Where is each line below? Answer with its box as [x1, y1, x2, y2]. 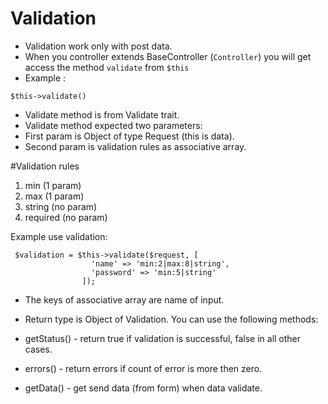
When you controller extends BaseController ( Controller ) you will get [24, 50, 312, 62]
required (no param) [24, 211, 108, 223]
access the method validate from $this [24, 61, 190, 73]
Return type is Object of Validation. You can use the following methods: [24, 313, 319, 325]
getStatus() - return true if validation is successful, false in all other [24, 332, 302, 344]
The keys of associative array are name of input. [24, 293, 225, 306]
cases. [24, 343, 53, 355]
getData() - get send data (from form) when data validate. [24, 382, 263, 394]
